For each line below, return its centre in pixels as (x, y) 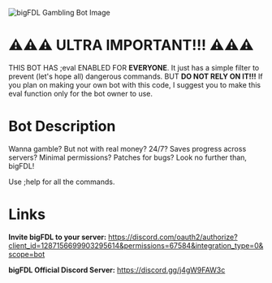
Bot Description (62, 126)
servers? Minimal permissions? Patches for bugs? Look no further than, (128, 157)
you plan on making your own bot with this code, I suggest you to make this (135, 84)
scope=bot (27, 254)
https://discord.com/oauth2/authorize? (173, 237)
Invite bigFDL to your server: (58, 237)
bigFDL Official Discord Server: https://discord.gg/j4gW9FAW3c (117, 270)
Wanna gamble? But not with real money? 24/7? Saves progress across (127, 148)
